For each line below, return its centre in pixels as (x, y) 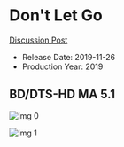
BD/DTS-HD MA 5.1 (62, 94)
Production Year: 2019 (62, 66)
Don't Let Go (56, 15)
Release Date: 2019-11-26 (69, 57)
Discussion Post (39, 40)
